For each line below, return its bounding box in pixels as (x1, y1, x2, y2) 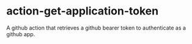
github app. (6, 30, 35, 37)
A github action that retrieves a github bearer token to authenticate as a (6, 24, 186, 31)
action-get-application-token (6, 4, 159, 18)
